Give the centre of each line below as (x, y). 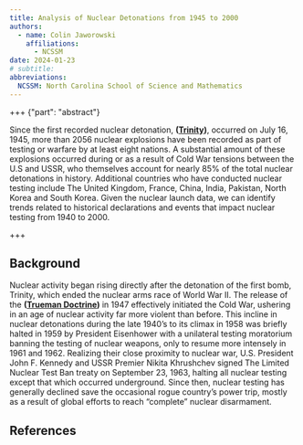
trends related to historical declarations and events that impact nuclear (142, 207)
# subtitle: (32, 69)
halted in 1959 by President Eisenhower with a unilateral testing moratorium (151, 334)
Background (45, 264)
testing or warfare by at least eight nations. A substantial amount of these (147, 149)
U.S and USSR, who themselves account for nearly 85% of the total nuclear (151, 168)
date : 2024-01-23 (42, 60)
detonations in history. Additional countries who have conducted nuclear (146, 178)
